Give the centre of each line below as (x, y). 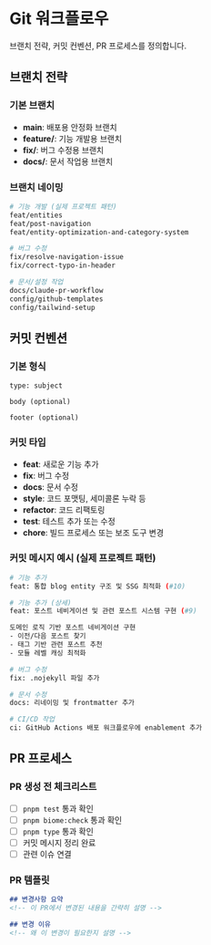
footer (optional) (44, 418)
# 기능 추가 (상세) (40, 603)
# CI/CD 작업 (32, 720)
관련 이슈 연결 (47, 855)
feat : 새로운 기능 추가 (60, 464)
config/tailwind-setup (52, 307)
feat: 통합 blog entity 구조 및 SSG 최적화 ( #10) (98, 586)
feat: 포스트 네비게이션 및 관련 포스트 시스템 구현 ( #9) (103, 611)
